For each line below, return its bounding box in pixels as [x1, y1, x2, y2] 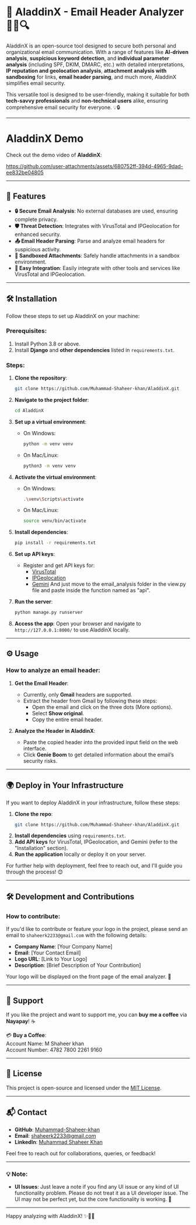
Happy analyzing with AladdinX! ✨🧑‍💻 [6, 1212, 95, 1219]
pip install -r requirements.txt [14, 540, 96, 546]
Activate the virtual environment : [14, 473, 97, 480]
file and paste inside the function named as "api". [32, 587, 150, 594]
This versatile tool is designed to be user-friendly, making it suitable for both [6, 91, 190, 98]
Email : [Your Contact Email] [14, 949, 81, 957]
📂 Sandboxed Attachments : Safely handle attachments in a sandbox [14, 252, 180, 259]
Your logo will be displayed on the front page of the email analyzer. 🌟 [6, 973, 171, 980]
